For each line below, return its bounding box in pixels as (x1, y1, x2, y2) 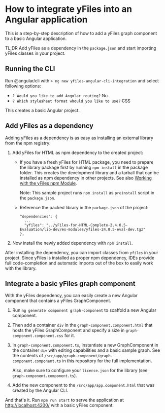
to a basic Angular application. (5, 36, 67, 41)
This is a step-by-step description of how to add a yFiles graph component (5, 30, 157, 36)
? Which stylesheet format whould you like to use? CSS (12, 98, 131, 104)
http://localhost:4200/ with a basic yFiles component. (5, 402, 114, 408)
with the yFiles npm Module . (19, 180, 77, 186)
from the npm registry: (5, 140, 51, 146)
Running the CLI (5, 65, 55, 73)
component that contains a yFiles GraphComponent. (5, 298, 112, 304)
